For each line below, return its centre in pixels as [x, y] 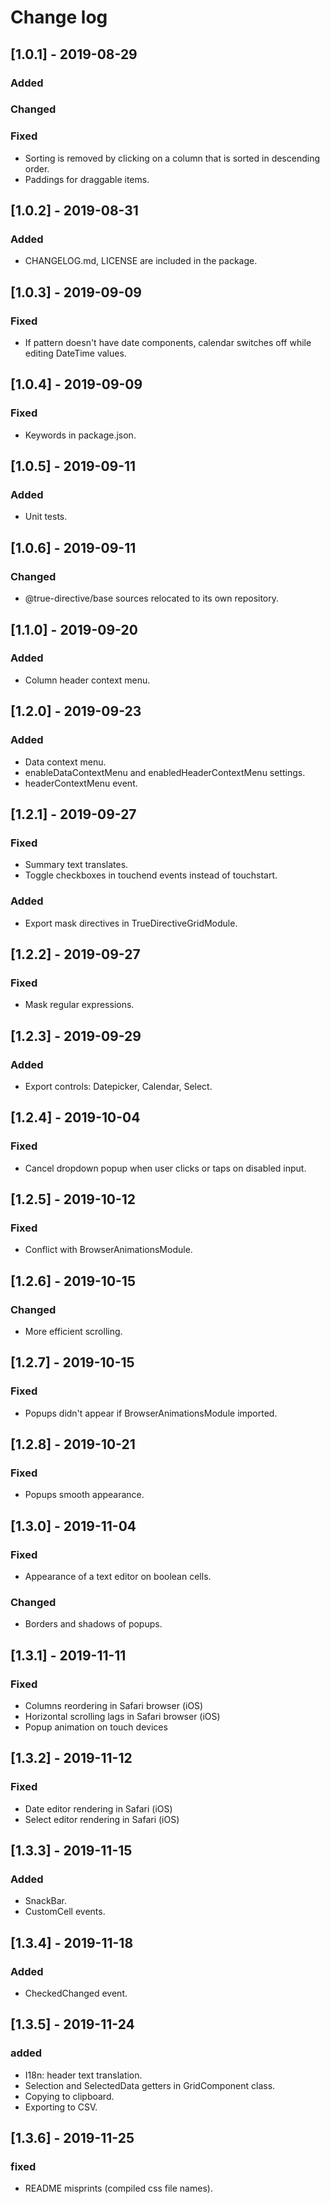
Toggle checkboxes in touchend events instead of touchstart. [151, 875]
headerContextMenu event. [81, 783]
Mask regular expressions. [79, 1005]
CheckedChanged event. [76, 1993]
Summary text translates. [76, 865]
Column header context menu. [87, 680]
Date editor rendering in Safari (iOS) [98, 1808]
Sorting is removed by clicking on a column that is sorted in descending [172, 158]
